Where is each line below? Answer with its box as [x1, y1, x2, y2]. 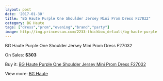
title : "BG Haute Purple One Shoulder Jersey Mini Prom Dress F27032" [5, 16, 151, 21]
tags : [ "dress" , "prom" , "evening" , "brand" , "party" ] [5, 25, 110, 30]
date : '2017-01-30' [5, 12, 45, 16]
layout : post [5, 7, 32, 12]
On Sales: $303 [5, 52, 37, 58]
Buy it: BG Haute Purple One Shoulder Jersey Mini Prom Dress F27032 [5, 61, 147, 67]
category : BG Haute [5, 20, 45, 26]
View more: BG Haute [5, 71, 48, 76]
